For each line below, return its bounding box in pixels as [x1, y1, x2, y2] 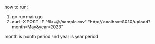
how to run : [4, 4, 29, 10]
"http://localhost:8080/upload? [87, 19, 151, 24]
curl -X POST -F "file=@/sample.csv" [11, 19, 87, 24]
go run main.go [11, 14, 43, 19]
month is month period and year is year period [4, 34, 99, 39]
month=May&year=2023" [11, 24, 63, 30]
